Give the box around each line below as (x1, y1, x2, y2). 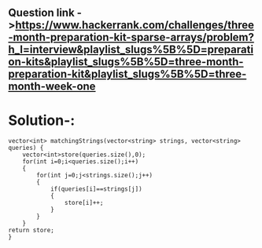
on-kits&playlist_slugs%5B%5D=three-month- (8, 55, 244, 69)
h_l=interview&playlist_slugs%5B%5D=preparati (8, 43, 254, 57)
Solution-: (8, 111, 76, 129)
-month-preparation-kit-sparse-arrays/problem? (8, 31, 254, 44)
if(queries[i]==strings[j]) (50, 185, 143, 193)
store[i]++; (64, 199, 104, 207)
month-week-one (8, 80, 96, 93)
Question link (8, 6, 75, 20)
